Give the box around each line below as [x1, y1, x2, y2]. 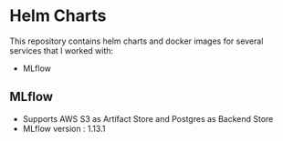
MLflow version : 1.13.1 [22, 123, 106, 134]
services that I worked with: [9, 45, 114, 55]
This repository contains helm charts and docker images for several [9, 35, 264, 46]
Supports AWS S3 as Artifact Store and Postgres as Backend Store [22, 113, 274, 124]
